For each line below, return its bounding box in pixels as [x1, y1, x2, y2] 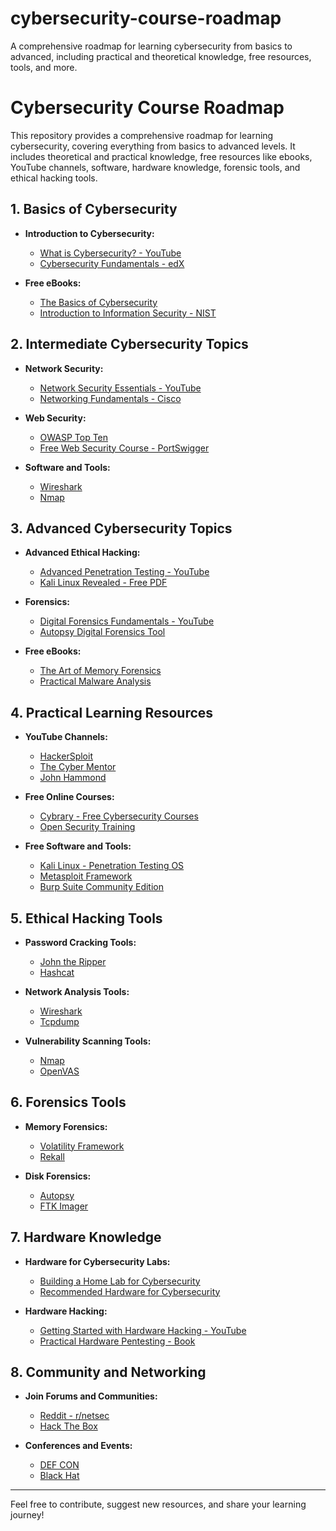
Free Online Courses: [24, 791, 115, 803]
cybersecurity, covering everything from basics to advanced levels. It [10, 140, 296, 152]
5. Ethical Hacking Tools [10, 910, 163, 927]
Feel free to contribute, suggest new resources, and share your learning [10, 1498, 307, 1511]
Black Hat [39, 1470, 80, 1482]
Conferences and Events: [24, 1440, 133, 1452]
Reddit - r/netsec [39, 1410, 110, 1422]
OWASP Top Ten [39, 431, 109, 443]
